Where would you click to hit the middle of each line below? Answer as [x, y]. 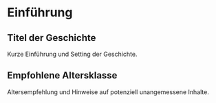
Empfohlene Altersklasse [62, 75]
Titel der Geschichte [52, 38]
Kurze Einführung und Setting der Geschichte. [72, 54]
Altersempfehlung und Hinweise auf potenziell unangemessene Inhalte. [108, 92]
